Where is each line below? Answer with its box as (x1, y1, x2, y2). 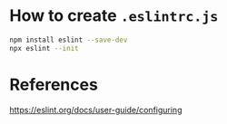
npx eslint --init (9, 43, 79, 52)
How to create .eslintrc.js (9, 5, 219, 26)
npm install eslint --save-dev (9, 35, 128, 44)
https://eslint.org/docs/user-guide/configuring (9, 104, 183, 115)
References (9, 74, 98, 95)
